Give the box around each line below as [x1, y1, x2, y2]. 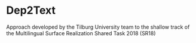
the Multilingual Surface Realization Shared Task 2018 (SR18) [6, 29, 157, 36]
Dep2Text [6, 4, 56, 17]
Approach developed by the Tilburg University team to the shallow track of [6, 23, 190, 30]
